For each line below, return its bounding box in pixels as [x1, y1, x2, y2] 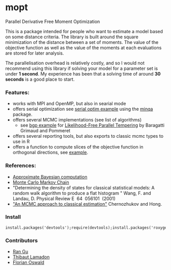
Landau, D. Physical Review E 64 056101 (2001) [12, 195, 116, 202]
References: [5, 162, 37, 169]
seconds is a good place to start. [5, 76, 75, 82]
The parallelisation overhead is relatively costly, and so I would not [5, 60, 145, 66]
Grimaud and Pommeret [20, 128, 71, 134]
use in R [12, 138, 30, 144]
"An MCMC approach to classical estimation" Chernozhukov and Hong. [12, 201, 162, 207]
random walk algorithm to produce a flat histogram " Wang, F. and [12, 190, 151, 196]
